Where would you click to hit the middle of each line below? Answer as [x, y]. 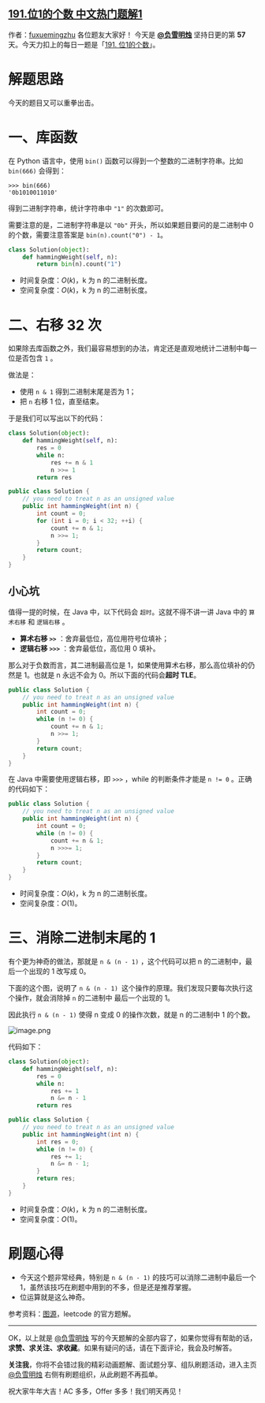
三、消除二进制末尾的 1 [82, 938]
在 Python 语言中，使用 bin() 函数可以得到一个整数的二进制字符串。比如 [126, 161]
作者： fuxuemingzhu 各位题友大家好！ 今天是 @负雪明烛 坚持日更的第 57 [127, 35]
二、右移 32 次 [55, 325]
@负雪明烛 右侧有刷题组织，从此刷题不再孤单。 [85, 1374]
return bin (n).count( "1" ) [79, 264]
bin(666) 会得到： [37, 170]
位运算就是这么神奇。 [54, 1297]
